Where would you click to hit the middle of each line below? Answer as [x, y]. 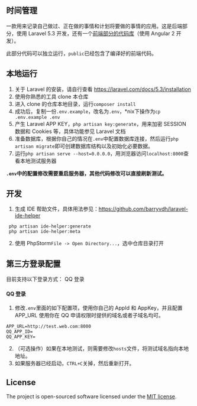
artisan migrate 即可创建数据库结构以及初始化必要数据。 [84, 146]
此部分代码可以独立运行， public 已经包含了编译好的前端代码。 [81, 53]
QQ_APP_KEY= [21, 337]
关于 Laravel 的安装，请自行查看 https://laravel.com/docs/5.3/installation [103, 89]
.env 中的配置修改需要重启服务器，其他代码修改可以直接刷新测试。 [87, 173]
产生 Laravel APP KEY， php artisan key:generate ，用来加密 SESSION [100, 124]
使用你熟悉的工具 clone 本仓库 [51, 96]
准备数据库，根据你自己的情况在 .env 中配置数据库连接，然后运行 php [96, 138]
